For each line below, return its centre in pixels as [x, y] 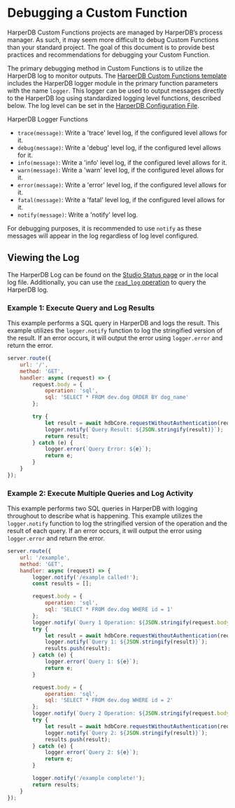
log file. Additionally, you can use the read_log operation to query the [107, 282]
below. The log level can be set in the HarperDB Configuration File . [103, 105]
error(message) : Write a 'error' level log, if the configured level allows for [122, 184]
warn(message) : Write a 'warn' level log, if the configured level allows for [121, 170]
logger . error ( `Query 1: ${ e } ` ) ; [92, 662]
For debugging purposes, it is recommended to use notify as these [105, 228]
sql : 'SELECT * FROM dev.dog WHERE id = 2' [109, 700]
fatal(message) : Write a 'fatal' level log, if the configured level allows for [121, 200]
